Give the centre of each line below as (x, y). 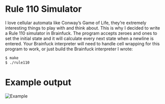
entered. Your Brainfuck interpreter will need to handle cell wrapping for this (82, 43)
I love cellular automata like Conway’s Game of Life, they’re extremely (76, 23)
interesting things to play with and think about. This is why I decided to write (83, 28)
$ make (12, 58)
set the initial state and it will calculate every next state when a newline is (80, 38)
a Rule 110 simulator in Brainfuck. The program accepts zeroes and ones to (81, 33)
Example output (38, 82)
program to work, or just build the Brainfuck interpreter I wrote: (69, 49)
